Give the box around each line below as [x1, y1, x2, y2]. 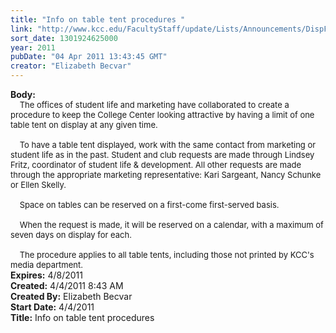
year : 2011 [10, 42, 56, 53]
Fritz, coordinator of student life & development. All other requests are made [10, 159, 302, 170]
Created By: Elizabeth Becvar [10, 291, 133, 302]
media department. [10, 259, 83, 270]
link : [10, 24, 33, 34]
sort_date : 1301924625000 [10, 33, 118, 43]
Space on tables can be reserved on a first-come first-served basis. [19, 199, 280, 210]
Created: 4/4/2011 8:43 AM [10, 280, 124, 291]
